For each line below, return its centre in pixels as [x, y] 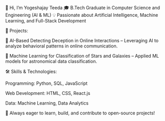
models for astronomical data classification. [51, 61]
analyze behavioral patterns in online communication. [62, 46]
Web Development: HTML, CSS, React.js [48, 93]
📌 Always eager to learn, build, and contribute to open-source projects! [80, 113]
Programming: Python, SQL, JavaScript [46, 83]
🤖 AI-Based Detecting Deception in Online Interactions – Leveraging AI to [82, 41]
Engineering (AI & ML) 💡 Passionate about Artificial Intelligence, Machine [82, 15]
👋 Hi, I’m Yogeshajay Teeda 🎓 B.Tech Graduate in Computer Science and [83, 8]
